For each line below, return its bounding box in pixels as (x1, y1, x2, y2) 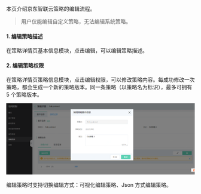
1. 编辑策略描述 (6, 32, 43, 40)
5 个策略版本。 (6, 91, 43, 98)
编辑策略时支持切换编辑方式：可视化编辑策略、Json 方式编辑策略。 (6, 181, 172, 188)
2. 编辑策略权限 (6, 61, 44, 69)
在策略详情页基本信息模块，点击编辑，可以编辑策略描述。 (6, 47, 148, 54)
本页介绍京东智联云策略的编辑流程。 (6, 5, 96, 12)
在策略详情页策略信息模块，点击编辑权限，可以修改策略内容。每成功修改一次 (6, 76, 195, 84)
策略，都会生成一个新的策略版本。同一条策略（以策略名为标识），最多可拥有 (6, 84, 193, 91)
